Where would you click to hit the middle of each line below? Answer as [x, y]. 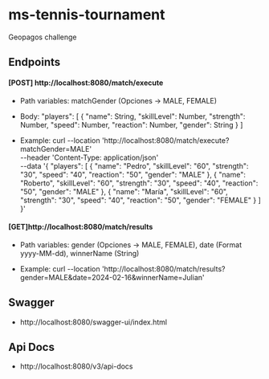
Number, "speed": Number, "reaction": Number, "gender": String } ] [131, 124]
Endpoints [35, 62]
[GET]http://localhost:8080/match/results [81, 227]
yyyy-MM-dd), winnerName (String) [79, 253]
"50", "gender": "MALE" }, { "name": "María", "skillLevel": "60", [124, 191]
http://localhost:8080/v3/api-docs [76, 366]
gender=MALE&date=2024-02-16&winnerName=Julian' [112, 277]
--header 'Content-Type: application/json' [89, 157]
